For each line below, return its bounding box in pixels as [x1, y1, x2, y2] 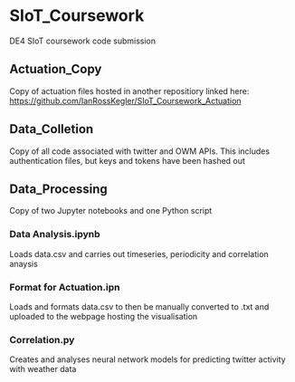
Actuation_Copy [9, 62, 102, 77]
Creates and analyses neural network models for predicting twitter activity [9, 354, 287, 365]
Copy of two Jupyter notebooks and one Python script [9, 205, 213, 216]
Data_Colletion [9, 121, 94, 137]
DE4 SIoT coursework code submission [9, 35, 157, 46]
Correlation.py [9, 333, 75, 346]
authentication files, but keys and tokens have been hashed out [9, 155, 246, 166]
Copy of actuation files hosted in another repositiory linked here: [9, 85, 250, 96]
